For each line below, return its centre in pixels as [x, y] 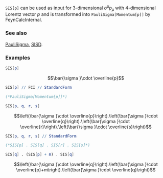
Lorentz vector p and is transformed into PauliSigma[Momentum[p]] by [78, 14]
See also [16, 33]
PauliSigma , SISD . [24, 44]
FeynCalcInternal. [24, 20]
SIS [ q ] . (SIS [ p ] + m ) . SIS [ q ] [40, 155]
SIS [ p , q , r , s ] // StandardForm [41, 136]
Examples [18, 57]
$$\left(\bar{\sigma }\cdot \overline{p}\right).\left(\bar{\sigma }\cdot [86, 116]
